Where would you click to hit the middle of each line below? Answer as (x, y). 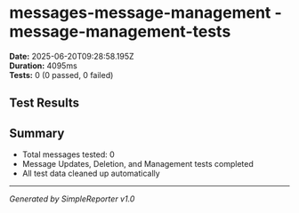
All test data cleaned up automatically (91, 174)
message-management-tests (120, 32)
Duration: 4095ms (43, 66)
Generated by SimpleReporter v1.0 (72, 199)
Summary (37, 133)
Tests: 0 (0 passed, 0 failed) (61, 75)
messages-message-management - (145, 13)
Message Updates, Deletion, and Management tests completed (137, 164)
